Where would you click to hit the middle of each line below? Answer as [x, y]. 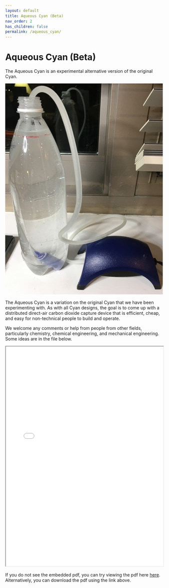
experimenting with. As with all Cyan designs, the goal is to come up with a [82, 308]
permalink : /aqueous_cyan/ [33, 32]
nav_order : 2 [19, 21]
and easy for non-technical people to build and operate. [63, 318]
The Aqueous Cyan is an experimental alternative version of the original [79, 71]
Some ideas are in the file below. [39, 339]
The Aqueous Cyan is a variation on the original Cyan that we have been [79, 303]
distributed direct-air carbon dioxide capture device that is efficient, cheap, [82, 313]
